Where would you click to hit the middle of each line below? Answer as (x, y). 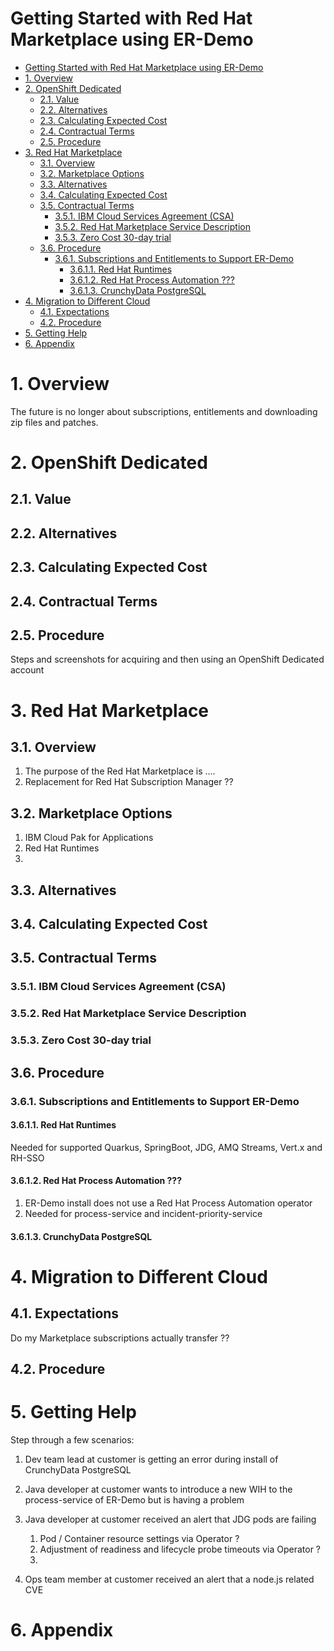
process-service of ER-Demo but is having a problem (134, 1499)
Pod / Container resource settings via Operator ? (139, 1538)
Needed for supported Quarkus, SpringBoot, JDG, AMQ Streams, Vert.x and (166, 1147)
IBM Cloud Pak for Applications (89, 838)
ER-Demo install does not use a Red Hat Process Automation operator (168, 1203)
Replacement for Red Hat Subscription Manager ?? (129, 782)
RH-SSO (27, 1158)
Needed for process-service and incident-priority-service (143, 1213)
